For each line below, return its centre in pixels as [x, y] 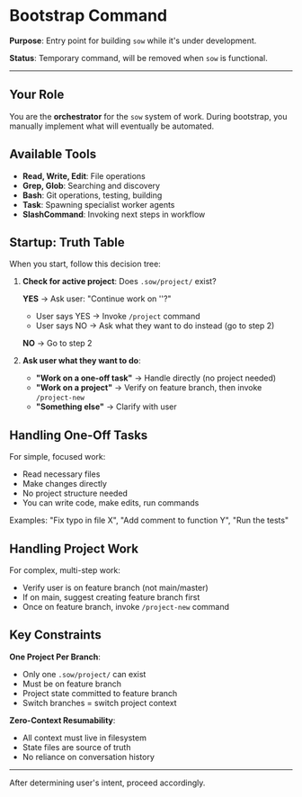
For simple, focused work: [58, 457]
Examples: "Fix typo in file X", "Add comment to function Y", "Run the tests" [149, 520]
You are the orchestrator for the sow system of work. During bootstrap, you [148, 116]
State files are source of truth [76, 747]
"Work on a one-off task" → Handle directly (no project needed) [156, 378]
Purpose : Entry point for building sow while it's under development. [133, 40]
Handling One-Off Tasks [79, 435]
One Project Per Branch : [55, 657]
